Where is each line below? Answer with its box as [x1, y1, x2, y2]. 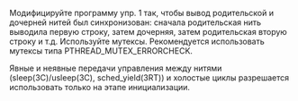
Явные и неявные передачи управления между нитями [9, 63, 222, 73]
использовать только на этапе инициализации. [9, 82, 191, 92]
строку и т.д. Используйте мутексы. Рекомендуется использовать [9, 36, 266, 46]
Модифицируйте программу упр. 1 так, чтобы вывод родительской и [9, 8, 275, 18]
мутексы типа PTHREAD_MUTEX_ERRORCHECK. [9, 46, 194, 56]
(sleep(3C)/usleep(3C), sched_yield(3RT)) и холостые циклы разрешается [9, 72, 290, 83]
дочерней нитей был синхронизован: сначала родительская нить [9, 17, 262, 28]
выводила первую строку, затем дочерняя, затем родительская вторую [9, 27, 288, 37]
